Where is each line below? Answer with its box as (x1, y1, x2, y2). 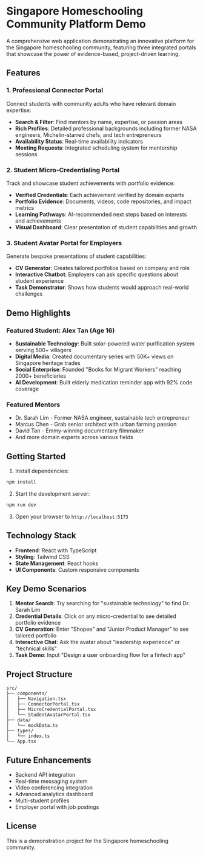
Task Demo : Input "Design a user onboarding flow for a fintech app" (15, 651, 186, 659)
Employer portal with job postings (15, 803, 99, 811)
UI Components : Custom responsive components (15, 566, 139, 573)
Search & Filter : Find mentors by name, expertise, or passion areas (15, 118, 183, 125)
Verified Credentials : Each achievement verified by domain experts (15, 191, 184, 198)
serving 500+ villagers (15, 346, 72, 353)
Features (6, 68, 41, 78)
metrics (15, 204, 35, 211)
